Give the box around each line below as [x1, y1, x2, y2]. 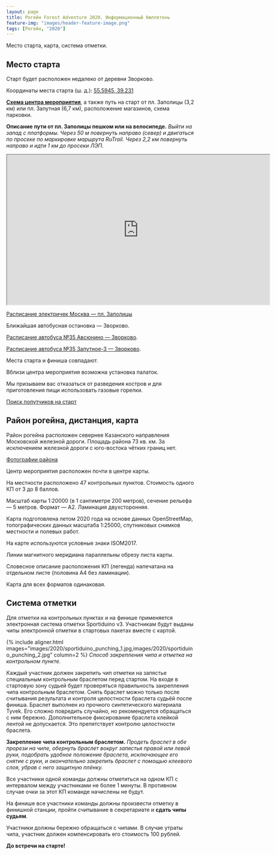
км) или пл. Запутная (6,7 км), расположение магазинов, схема [6, 105, 170, 112]
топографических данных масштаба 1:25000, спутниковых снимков [6, 521, 181, 529]
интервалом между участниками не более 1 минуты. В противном [6, 781, 177, 789]
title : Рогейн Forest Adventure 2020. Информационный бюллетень [6, 14, 170, 20]
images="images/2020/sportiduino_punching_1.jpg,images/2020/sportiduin [6, 644, 193, 652]
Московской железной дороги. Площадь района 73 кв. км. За [6, 437, 165, 445]
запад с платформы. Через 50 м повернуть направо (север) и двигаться [6, 130, 194, 137]
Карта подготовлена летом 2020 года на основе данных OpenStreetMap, [6, 515, 193, 522]
